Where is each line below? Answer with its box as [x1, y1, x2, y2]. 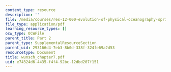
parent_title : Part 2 [5, 36, 51, 41]
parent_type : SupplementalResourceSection [5, 41, 97, 46]
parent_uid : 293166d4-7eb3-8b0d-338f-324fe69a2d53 [5, 45, 115, 50]
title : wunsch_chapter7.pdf [5, 54, 65, 60]
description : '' [5, 12, 40, 17]
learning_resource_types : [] [5, 26, 67, 31]
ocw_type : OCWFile [5, 31, 44, 36]
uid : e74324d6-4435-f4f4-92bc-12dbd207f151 [5, 59, 99, 64]
